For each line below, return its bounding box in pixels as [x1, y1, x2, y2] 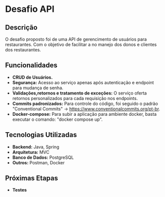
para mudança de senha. [12, 85, 63, 91]
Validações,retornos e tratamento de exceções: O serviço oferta [12, 90, 147, 96]
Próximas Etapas [5, 174, 58, 183]
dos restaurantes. [5, 47, 41, 52]
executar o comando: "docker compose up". [12, 116, 103, 122]
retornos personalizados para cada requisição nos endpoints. [12, 95, 138, 101]
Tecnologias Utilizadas [5, 131, 77, 139]
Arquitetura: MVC [12, 149, 50, 155]
